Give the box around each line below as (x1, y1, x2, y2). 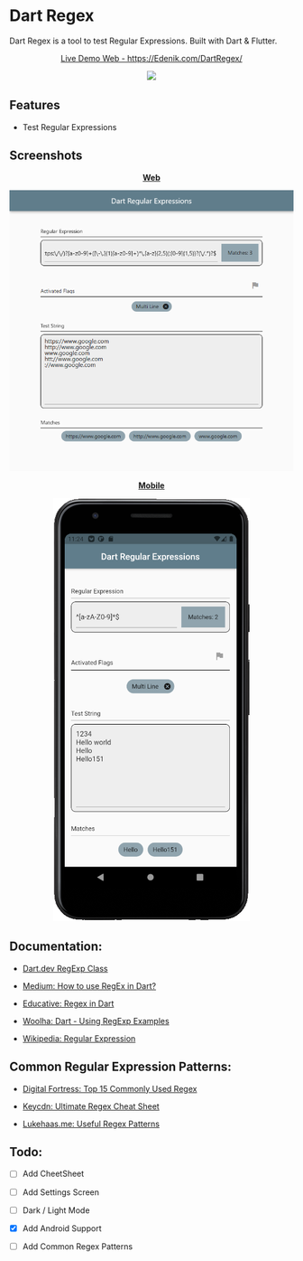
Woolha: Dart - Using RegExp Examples (22, 1015, 170, 1026)
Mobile (138, 480, 165, 491)
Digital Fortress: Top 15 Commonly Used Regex (22, 1083, 197, 1094)
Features (9, 98, 60, 113)
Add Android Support (22, 1222, 102, 1234)
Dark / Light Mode (22, 1204, 90, 1216)
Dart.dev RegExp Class (22, 963, 108, 974)
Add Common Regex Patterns (22, 1240, 133, 1252)
